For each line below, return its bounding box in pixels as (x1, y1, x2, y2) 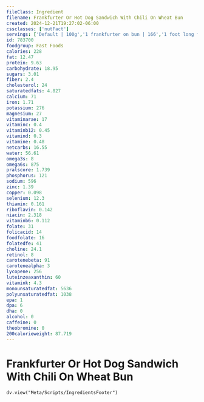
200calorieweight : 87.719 (6, 330, 72, 337)
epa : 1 (6, 297, 23, 303)
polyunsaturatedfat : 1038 (6, 291, 72, 298)
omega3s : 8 (6, 155, 34, 162)
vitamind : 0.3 (6, 133, 42, 140)
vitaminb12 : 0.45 (6, 128, 50, 134)
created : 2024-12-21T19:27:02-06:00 (6, 20, 99, 26)
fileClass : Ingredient (6, 9, 64, 15)
